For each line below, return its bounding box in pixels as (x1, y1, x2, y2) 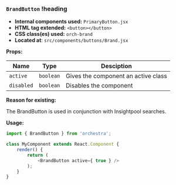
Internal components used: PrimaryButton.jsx (14, 18, 128, 25)
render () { (16, 147, 43, 153)
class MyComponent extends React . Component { (6, 142, 119, 147)
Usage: (6, 119, 25, 126)
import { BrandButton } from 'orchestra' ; (6, 131, 111, 137)
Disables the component (65, 82, 133, 90)
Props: (6, 48, 23, 55)
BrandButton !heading (6, 5, 67, 13)
